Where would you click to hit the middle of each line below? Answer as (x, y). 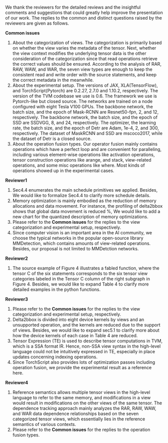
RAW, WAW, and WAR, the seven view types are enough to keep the (82, 69)
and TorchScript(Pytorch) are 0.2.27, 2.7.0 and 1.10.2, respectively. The (85, 91)
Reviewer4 (17, 383)
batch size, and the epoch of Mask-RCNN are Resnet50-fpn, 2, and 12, (86, 112)
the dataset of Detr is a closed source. (52, 138)
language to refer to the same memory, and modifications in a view (81, 398)
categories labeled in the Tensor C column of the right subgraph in (81, 279)
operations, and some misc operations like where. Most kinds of (79, 165)
